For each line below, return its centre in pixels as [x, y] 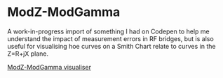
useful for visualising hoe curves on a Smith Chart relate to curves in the [111, 46]
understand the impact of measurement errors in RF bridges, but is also [110, 38]
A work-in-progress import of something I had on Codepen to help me [108, 31]
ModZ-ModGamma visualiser [49, 67]
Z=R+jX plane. [28, 54]
